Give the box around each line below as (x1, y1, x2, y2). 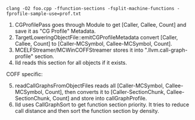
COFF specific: (6, 71, 43, 77)
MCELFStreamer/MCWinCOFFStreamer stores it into (14, 46, 144, 53)
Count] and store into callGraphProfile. (52, 95, 147, 102)
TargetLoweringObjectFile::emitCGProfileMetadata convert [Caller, (14, 34, 178, 41)
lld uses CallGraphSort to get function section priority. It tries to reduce (14, 101, 190, 108)
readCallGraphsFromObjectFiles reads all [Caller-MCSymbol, (14, 82, 165, 89)
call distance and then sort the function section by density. (14, 108, 159, 114)
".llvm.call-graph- (144, 46, 188, 53)
